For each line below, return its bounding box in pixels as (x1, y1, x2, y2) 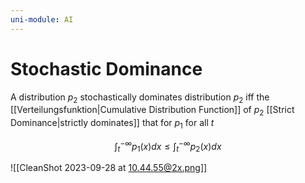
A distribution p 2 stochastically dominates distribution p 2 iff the (10, 91, 270, 105)
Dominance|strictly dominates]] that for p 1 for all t (10, 117, 215, 131)
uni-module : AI (10, 14, 74, 25)
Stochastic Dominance (10, 57, 203, 80)
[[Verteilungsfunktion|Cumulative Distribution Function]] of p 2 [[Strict (10, 104, 295, 118)
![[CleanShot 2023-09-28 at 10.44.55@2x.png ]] (10, 162, 208, 174)
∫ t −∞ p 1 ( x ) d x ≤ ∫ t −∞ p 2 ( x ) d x (114, 138, 222, 155)
